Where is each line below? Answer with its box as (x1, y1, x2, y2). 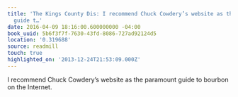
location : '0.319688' (7, 37, 72, 44)
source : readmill (7, 43, 59, 50)
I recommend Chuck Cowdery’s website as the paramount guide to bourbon (7, 75, 229, 84)
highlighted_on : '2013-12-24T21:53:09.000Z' (7, 56, 141, 63)
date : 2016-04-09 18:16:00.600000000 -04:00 (7, 23, 141, 30)
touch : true (7, 50, 42, 57)
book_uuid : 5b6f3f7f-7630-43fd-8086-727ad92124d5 (7, 30, 157, 37)
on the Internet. (7, 82, 52, 91)
